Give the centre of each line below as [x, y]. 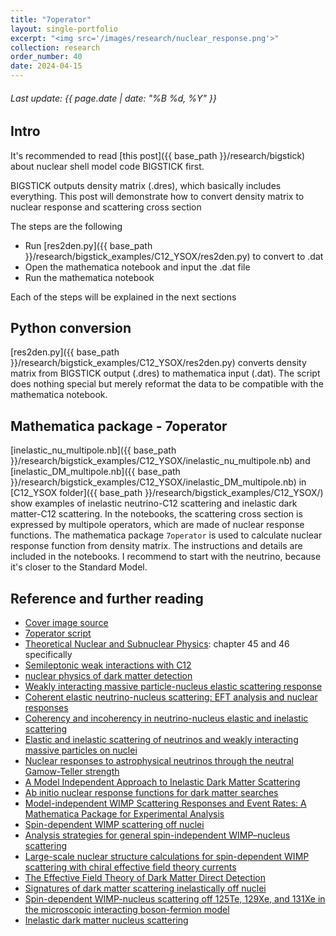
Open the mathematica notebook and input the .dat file [137, 267]
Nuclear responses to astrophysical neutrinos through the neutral [159, 761]
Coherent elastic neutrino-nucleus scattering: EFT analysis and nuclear [171, 697]
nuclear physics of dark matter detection [108, 676]
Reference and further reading [107, 598]
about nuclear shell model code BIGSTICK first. [107, 166]
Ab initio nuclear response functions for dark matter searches [151, 793]
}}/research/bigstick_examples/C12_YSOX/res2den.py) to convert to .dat [174, 256]
